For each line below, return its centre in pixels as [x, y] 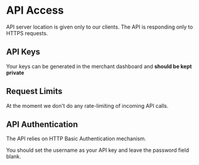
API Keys [23, 52]
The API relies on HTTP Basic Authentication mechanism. [76, 139]
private [15, 73]
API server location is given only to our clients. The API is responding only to [99, 27]
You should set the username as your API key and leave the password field [97, 150]
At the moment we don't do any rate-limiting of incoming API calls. [87, 105]
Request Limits [34, 91]
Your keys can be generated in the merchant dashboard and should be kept [99, 66]
